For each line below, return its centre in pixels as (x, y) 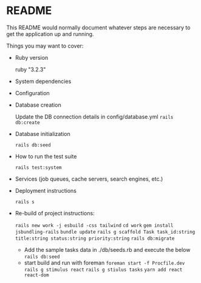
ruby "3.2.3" (30, 69)
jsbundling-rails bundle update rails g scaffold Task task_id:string (105, 232)
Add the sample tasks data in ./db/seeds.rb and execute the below (107, 249)
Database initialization (43, 134)
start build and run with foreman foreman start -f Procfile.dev (104, 262)
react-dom (37, 275)
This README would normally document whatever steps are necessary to (98, 27)
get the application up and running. (50, 34)
